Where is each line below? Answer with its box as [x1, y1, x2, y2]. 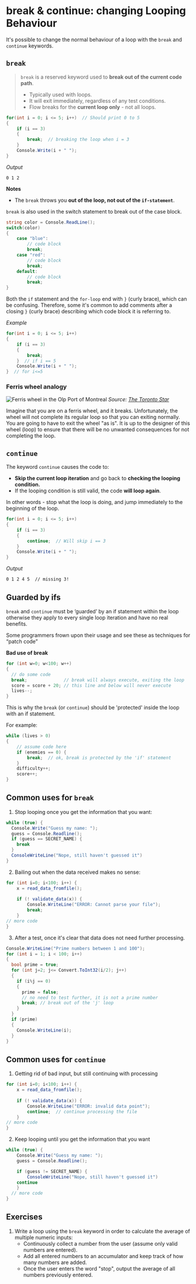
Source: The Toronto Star [108, 396, 170, 403]
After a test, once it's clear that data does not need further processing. [14, 934, 185, 941]
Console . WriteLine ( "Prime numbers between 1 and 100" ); [6, 945, 145, 951]
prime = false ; [21, 989, 59, 995]
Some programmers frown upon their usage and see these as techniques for [6, 632, 191, 639]
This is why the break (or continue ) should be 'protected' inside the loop [6, 704, 180, 711]
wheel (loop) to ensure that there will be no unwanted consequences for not [6, 426, 190, 433]
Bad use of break [6, 650, 49, 657]
